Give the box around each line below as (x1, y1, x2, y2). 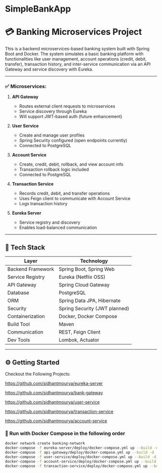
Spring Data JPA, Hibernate (58, 297, 121, 304)
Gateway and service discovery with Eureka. (5, 66, 94, 72)
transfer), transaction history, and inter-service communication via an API (5, 61, 151, 67)
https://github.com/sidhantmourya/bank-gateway (5, 390, 103, 396)
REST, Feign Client (58, 329, 101, 336)
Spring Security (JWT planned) (58, 305, 129, 312)
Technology (80, 258, 108, 264)
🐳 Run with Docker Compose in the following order (5, 430, 125, 437)
